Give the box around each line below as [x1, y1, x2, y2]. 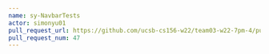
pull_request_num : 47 [8, 33, 81, 42]
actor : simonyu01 [8, 19, 66, 27]
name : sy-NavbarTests [8, 11, 81, 20]
